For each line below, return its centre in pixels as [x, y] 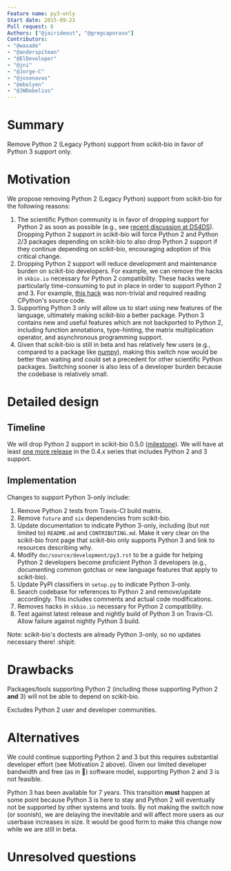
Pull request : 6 [30, 26]
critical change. [39, 256]
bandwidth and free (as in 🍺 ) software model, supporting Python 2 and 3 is [113, 771]
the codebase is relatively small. [63, 374]
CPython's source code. [51, 300]
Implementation [42, 481]
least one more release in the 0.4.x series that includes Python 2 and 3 [108, 451]
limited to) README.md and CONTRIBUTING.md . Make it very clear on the [113, 532]
